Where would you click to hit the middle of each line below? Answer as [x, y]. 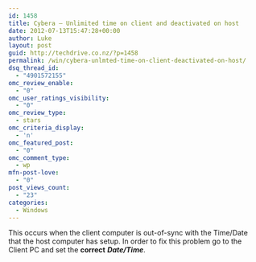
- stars [29, 121]
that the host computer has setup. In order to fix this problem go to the [125, 241]
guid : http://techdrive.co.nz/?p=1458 [73, 53]
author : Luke [30, 38]
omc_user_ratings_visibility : [59, 98]
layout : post [30, 46]
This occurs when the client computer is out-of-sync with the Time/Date [128, 233]
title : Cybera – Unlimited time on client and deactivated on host [124, 23]
